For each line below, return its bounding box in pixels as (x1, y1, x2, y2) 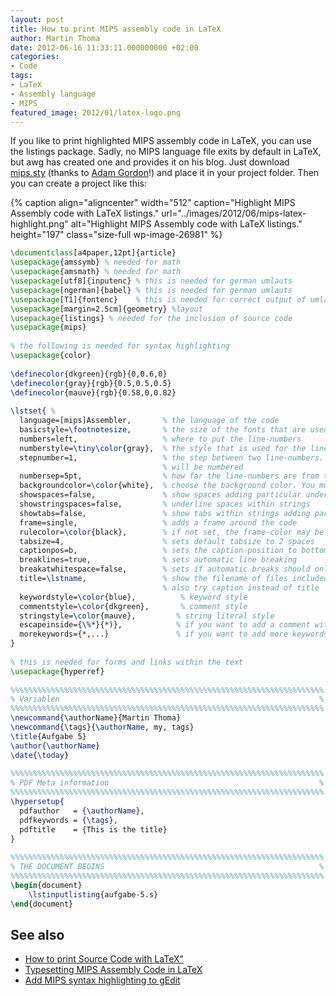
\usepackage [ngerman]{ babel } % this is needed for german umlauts (10, 285, 293, 295)
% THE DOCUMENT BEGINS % (10, 862, 325, 872)
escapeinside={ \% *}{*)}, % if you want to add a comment (19, 620, 311, 630)
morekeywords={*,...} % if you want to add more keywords (19, 629, 329, 640)
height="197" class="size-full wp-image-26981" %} (10, 229, 223, 241)
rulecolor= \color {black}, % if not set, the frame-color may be (19, 527, 325, 537)
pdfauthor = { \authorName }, (19, 806, 145, 816)
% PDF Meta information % (10, 778, 325, 788)
